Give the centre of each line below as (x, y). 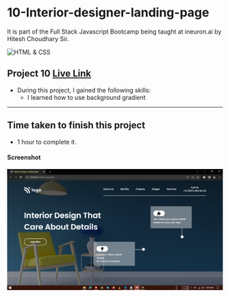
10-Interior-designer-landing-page (108, 13)
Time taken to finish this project (76, 126)
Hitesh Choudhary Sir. (38, 38)
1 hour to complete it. (47, 142)
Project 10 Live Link (49, 74)
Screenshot (24, 157)
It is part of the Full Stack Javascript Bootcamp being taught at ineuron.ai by (114, 31)
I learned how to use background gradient (86, 97)
